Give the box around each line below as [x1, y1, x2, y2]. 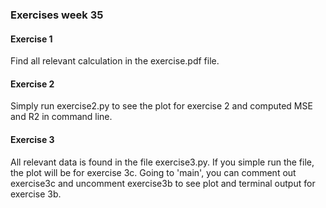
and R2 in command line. [10, 111, 113, 123]
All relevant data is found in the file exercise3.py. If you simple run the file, [10, 156, 315, 168]
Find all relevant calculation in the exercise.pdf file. [10, 55, 220, 67]
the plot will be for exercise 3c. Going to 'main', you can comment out [10, 166, 297, 178]
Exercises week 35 [10, 8, 104, 22]
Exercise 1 [10, 33, 53, 45]
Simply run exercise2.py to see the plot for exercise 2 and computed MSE [10, 100, 313, 112]
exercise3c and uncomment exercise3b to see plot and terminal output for [10, 177, 316, 189]
